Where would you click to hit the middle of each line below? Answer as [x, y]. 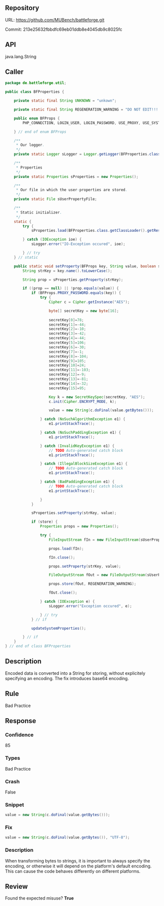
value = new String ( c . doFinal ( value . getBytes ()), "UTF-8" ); [68, 838]
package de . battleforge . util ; [36, 83]
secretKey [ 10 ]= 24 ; [67, 365]
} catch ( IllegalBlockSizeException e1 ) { [84, 464]
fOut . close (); [63, 593]
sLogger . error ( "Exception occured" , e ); [90, 606]
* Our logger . [30, 145]
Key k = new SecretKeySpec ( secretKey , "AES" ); [97, 397]
